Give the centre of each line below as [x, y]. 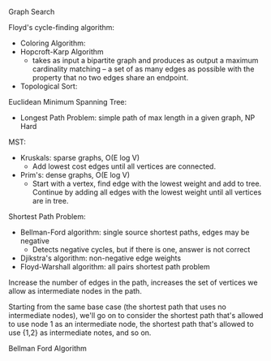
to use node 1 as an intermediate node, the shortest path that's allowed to [131, 324]
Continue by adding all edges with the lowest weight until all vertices [147, 192]
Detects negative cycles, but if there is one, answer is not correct [141, 249]
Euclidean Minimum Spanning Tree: [68, 102]
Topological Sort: [49, 86]
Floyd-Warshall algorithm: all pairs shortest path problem [115, 266]
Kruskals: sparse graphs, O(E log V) [80, 158]
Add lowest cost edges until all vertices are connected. [124, 166]
